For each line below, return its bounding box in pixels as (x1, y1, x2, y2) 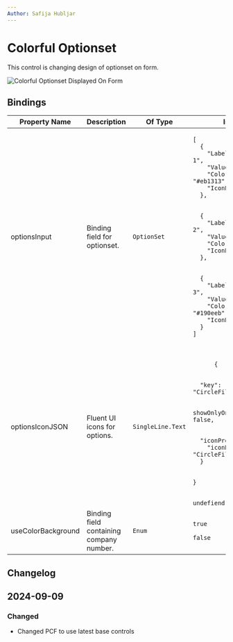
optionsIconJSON (10, 422, 69, 432)
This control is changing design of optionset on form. (7, 63, 159, 71)
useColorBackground (10, 526, 80, 536)
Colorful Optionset (7, 40, 116, 56)
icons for (86, 422, 116, 432)
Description (86, 117, 126, 127)
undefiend (193, 499, 225, 507)
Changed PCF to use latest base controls (17, 627, 135, 636)
